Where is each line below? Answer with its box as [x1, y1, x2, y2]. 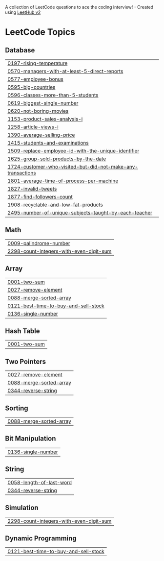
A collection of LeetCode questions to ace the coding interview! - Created [5, 4, 154, 10]
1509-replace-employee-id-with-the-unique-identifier [7, 147, 140, 154]
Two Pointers [5, 357, 46, 366]
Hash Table [5, 327, 40, 335]
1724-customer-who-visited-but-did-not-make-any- [7, 164, 138, 170]
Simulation [5, 504, 39, 512]
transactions [7, 170, 36, 176]
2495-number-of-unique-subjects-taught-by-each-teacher [7, 209, 153, 216]
